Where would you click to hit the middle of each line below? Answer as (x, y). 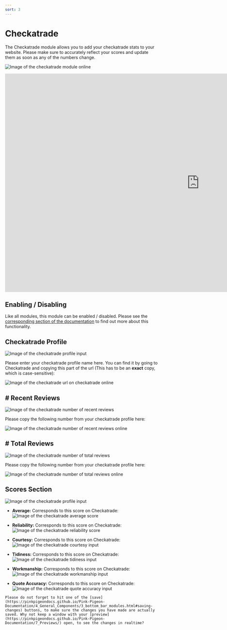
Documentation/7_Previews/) (33, 623)
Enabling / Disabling (36, 305)
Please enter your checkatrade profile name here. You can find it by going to (81, 363)
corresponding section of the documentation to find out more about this (77, 321)
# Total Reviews (30, 444)
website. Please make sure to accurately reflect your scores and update (77, 52)
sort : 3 (13, 9)
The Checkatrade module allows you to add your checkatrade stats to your (80, 47)
